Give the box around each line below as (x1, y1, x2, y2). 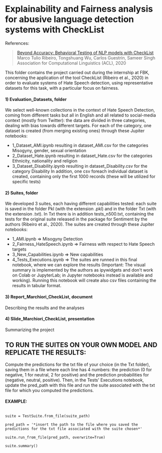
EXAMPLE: (5, 398, 28, 404)
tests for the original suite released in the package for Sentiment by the (5, 216, 147, 222)
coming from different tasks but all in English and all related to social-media (5, 112, 156, 118)
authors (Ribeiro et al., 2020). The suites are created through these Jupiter (5, 221, 155, 227)
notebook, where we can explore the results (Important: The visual (12, 262, 146, 268)
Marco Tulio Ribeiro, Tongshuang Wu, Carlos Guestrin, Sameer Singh (17, 55, 156, 60)
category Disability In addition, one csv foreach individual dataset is (12, 168, 148, 174)
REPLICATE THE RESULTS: (5, 349, 87, 357)
